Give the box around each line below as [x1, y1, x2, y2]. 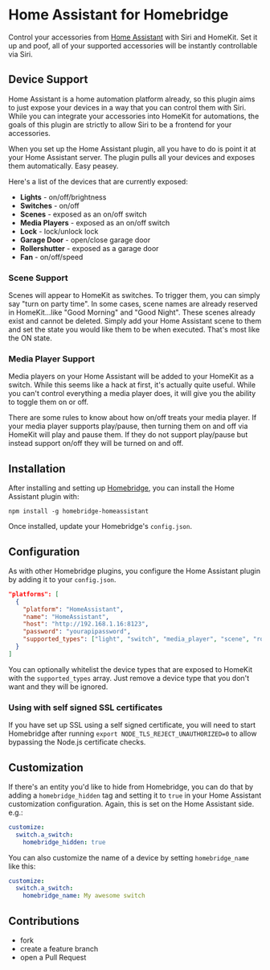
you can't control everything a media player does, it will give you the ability [8, 389, 256, 398]
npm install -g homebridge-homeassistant [8, 507, 149, 516]
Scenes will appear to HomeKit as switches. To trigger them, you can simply [8, 291, 260, 300]
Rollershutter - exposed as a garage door [19, 243, 159, 253]
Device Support [8, 72, 88, 86]
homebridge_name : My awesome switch [22, 892, 146, 900]
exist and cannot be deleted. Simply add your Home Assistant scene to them [8, 316, 262, 326]
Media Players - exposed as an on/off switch [19, 217, 170, 227]
